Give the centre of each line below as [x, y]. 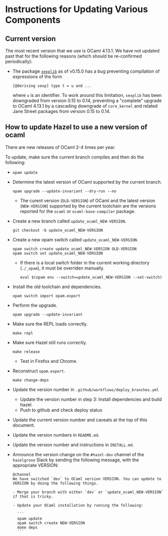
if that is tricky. [33, 496]
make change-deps [31, 380]
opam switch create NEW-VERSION [51, 523]
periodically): [19, 61]
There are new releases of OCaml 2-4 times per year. [60, 147]
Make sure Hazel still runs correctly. [50, 342]
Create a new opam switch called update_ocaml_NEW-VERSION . [75, 239]
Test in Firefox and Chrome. [49, 361]
